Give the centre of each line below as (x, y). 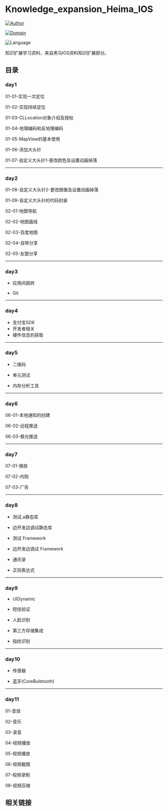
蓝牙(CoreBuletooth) (33, 681)
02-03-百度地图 (21, 232)
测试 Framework (29, 538)
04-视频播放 (18, 743)
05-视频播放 (18, 753)
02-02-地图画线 (21, 221)
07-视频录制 (17, 774)
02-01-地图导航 (21, 211)
